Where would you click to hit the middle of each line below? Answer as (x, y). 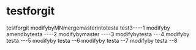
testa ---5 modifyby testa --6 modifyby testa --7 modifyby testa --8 (92, 40)
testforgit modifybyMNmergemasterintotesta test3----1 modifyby (88, 28)
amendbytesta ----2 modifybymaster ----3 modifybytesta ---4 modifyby (98, 34)
